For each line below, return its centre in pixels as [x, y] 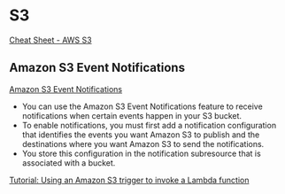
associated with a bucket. [69, 163]
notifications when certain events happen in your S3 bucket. [131, 115]
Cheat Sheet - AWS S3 [50, 40]
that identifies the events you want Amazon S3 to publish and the [141, 135]
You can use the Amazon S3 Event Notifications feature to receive [142, 106]
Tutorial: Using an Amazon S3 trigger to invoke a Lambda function [129, 180]
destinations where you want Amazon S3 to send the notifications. [143, 144]
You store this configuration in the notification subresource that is [141, 153]
